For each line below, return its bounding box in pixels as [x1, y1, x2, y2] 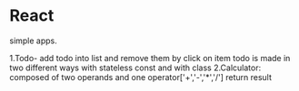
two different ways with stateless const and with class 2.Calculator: [9, 62, 262, 73]
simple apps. [9, 35, 57, 46]
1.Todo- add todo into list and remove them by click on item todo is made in [9, 52, 291, 63]
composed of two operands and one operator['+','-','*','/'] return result [9, 71, 273, 82]
